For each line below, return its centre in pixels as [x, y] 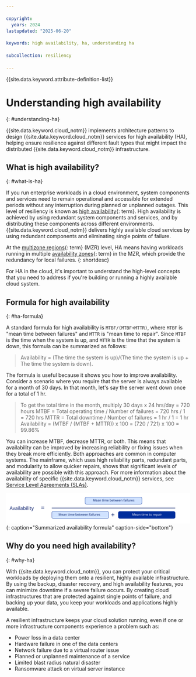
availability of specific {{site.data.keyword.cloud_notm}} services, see [90, 479]
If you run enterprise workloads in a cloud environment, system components [98, 193]
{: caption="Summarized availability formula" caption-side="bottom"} [90, 527]
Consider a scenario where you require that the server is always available [94, 382]
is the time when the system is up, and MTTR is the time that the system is [93, 340]
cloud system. [23, 284]
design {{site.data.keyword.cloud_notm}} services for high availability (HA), [97, 136]
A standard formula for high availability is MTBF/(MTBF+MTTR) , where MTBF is [94, 328]
